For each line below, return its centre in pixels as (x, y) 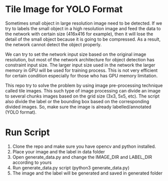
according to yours (32, 162)
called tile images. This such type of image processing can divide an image (83, 90)
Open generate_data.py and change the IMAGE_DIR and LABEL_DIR (82, 157)
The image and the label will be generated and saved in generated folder (88, 173)
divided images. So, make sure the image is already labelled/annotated (78, 107)
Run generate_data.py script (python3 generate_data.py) (71, 167)
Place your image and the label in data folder (59, 151)
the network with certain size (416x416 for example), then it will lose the (79, 34)
